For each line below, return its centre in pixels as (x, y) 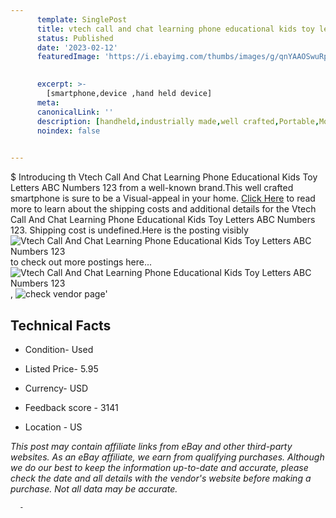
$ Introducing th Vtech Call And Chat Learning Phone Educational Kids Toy (164, 177)
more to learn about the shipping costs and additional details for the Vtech (163, 209)
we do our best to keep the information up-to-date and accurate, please (159, 467)
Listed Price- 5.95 (61, 368)
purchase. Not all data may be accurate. (94, 488)
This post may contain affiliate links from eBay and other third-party (151, 446)
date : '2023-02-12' (77, 47)
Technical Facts (61, 325)
